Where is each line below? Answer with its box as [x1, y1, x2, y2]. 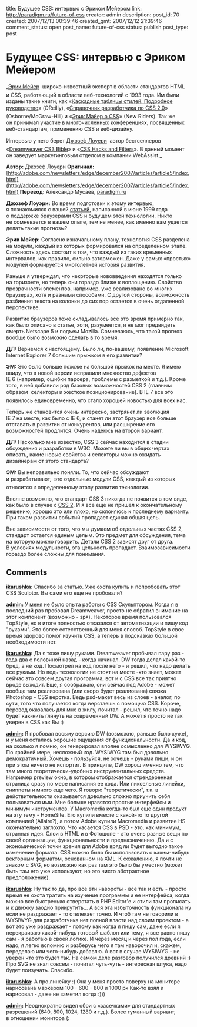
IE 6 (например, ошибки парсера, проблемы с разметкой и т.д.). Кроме [6, 375, 186, 382]
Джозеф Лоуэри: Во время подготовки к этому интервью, [6, 200, 154, 207]
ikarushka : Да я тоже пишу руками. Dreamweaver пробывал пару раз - [6, 650, 184, 657]
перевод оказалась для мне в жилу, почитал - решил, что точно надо [6, 706, 181, 713]
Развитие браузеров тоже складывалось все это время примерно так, [6, 315, 184, 322]
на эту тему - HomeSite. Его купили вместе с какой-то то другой [6, 811, 169, 818]
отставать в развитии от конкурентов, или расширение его [6, 420, 155, 428]
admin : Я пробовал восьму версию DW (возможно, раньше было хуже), [6, 730, 188, 737]
